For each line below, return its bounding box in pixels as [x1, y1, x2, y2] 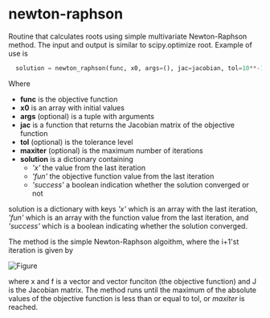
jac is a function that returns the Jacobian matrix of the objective [19, 120, 235, 130]
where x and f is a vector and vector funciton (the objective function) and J [8, 276, 257, 286]
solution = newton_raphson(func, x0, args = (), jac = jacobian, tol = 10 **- [15, 64, 261, 72]
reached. [8, 302, 39, 312]
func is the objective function [19, 94, 118, 104]
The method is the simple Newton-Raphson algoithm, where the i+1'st [8, 237, 239, 246]
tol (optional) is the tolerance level [19, 137, 133, 147]
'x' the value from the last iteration [31, 163, 146, 172]
